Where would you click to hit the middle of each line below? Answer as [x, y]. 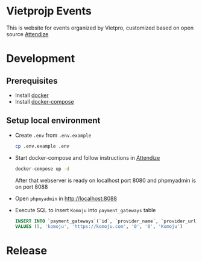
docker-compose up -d [42, 169]
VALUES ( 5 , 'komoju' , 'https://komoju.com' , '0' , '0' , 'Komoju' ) [99, 227]
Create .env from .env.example [53, 135]
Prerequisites [32, 80]
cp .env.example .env [42, 146]
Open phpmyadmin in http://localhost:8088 [66, 198]
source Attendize [27, 34]
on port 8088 [31, 187]
